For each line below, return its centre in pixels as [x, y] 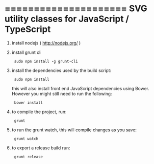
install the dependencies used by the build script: [61, 70]
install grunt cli [26, 52]
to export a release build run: [41, 148]
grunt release [28, 157]
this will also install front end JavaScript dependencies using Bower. [80, 88]
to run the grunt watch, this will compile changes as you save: [74, 130]
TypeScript [28, 29]
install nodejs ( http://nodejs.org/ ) [46, 43]
